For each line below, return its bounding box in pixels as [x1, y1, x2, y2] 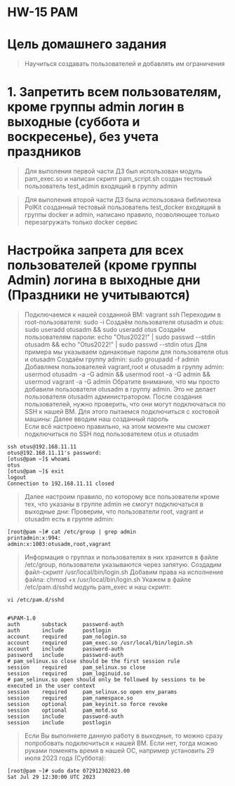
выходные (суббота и [7, 114, 140, 130]
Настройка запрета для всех [7, 243, 184, 258]
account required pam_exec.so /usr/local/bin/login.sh [7, 639, 193, 646]
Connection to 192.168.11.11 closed [7, 480, 114, 487]
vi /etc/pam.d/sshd [7, 597, 65, 604]
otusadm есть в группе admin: [24, 515, 114, 523]
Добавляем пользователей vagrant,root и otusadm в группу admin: [24, 363, 224, 371]
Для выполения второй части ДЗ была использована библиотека [24, 196, 221, 204]
